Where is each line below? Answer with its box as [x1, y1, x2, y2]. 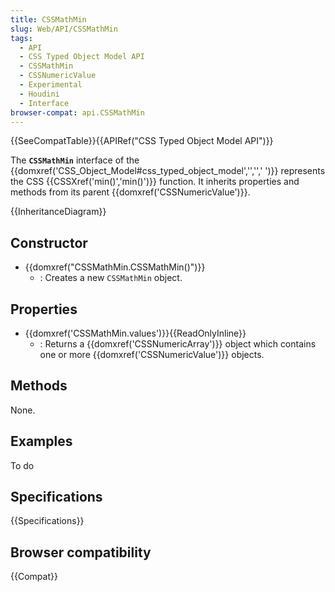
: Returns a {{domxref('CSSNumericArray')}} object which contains [39, 338, 317, 350]
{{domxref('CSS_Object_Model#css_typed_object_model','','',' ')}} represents [10, 165, 326, 177]
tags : [10, 33, 33, 43]
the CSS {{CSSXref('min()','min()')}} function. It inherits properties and [10, 176, 300, 188]
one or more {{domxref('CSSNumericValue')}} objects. [39, 349, 265, 360]
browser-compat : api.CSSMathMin [10, 107, 145, 118]
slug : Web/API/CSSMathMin [10, 24, 118, 34]
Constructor [10, 234, 88, 251]
